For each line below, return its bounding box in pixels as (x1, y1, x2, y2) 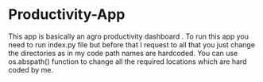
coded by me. (8, 65, 54, 74)
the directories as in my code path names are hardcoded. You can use (8, 48, 238, 58)
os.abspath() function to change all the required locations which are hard (8, 57, 247, 66)
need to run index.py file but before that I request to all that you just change (8, 39, 256, 49)
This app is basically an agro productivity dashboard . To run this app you (8, 32, 249, 41)
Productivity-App (8, 6, 126, 24)
